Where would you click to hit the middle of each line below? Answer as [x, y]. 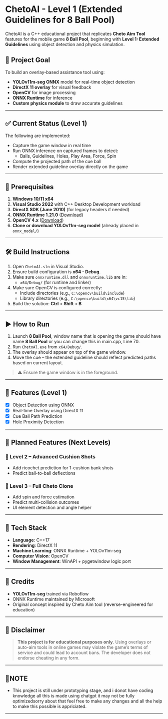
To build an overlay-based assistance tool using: [55, 72]
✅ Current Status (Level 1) [46, 124]
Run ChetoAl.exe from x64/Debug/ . [47, 347]
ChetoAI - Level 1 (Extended [64, 9]
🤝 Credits [20, 582]
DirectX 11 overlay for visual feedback [52, 87]
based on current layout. [38, 363]
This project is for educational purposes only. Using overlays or [84, 642]
